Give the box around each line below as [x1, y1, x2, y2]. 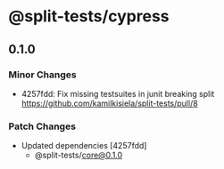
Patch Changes [8, 120, 77, 133]
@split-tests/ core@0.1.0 [34, 149, 123, 161]
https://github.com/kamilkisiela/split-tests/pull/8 [21, 98, 198, 109]
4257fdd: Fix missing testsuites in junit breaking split [21, 88, 215, 99]
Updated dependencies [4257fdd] [21, 141, 147, 151]
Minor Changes [8, 68, 77, 81]
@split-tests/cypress [8, 6, 170, 27]
